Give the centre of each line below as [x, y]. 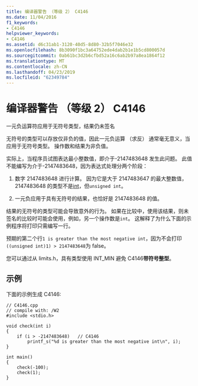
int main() [20, 357]
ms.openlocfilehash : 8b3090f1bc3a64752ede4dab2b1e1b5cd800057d [86, 50]
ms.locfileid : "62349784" [38, 77]
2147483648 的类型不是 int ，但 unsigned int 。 [71, 186]
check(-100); [33, 367]
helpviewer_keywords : [33, 34]
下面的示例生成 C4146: [34, 294]
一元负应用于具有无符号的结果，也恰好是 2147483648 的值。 [88, 199]
